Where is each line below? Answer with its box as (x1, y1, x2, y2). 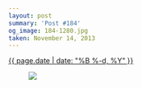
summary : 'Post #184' (8, 19, 81, 27)
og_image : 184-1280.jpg (8, 26, 89, 34)
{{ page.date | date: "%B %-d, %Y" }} (8, 56, 134, 66)
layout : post (8, 11, 52, 20)
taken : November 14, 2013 (8, 34, 95, 42)
